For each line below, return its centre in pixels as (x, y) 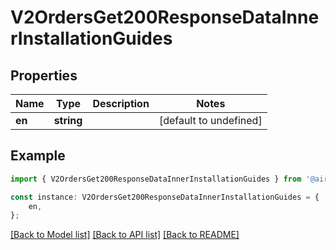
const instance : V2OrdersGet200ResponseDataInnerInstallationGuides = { (165, 197)
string (68, 120)
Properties (44, 75)
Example (38, 156)
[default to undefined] (210, 120)
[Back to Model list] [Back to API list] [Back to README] (125, 235)
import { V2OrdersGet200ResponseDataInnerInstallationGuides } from (156, 179)
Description (121, 103)
